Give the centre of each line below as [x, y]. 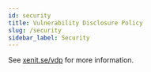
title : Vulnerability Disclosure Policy [76, 23]
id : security [30, 15]
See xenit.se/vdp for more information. [71, 60]
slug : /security [35, 30]
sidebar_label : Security [49, 38]
